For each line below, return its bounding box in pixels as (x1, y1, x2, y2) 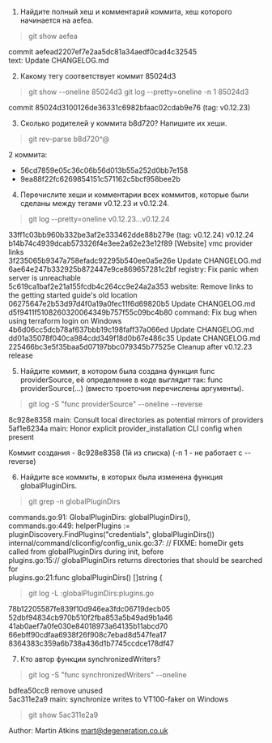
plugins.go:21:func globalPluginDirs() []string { (8, 573, 164, 582)
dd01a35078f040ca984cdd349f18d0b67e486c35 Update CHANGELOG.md (8, 333, 261, 343)
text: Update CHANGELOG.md (8, 56, 109, 65)
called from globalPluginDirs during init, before (8, 547, 164, 556)
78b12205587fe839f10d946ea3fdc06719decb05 (8, 604, 171, 613)
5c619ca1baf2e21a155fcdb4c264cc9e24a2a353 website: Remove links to (8, 281, 253, 291)
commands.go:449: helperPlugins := (8, 521, 131, 530)
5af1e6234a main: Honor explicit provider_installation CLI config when (8, 423, 243, 433)
